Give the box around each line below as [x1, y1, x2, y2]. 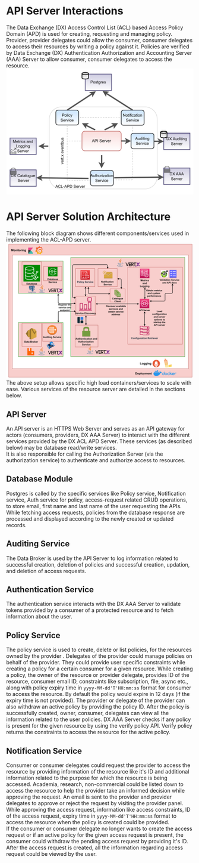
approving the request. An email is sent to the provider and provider [6, 793, 172, 800]
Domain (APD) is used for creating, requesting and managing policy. [6, 30, 173, 37]
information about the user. [6, 613, 72, 620]
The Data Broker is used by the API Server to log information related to [6, 555, 179, 562]
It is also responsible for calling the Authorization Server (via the [6, 450, 163, 457]
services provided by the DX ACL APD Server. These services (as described [6, 438, 192, 445]
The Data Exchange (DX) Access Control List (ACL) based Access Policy [6, 24, 184, 31]
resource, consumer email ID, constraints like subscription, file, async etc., [6, 678, 188, 685]
